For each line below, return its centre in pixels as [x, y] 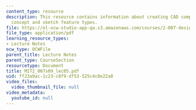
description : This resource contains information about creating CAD [92, 17]
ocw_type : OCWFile [28, 49]
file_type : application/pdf [40, 33]
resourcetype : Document [35, 65]
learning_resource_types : [37, 38]
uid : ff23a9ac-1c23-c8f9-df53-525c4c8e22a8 [60, 76]
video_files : [22, 82]
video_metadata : [26, 93]
